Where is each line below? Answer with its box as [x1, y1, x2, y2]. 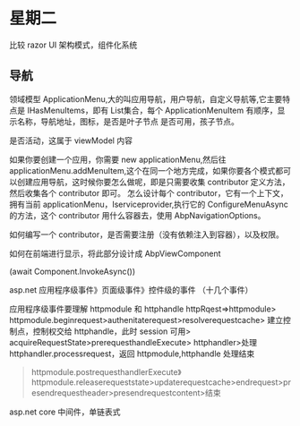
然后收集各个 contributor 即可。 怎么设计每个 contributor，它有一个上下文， [9, 187, 288, 198]
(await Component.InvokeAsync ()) [9, 266, 136, 277]
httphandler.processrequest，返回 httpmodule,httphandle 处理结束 [9, 348, 255, 359]
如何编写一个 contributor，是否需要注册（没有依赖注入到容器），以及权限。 [9, 229, 284, 240]
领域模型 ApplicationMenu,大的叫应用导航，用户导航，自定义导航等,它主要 [9, 93, 283, 104]
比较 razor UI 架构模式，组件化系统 [9, 39, 138, 50]
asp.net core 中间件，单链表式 [9, 406, 121, 417]
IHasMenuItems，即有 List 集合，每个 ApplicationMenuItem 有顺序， [26, 105, 278, 115]
